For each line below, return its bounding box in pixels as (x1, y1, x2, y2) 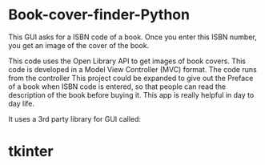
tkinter (8, 143, 54, 161)
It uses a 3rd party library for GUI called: (8, 114, 142, 123)
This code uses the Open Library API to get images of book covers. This (8, 56, 247, 66)
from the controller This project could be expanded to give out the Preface (8, 73, 254, 82)
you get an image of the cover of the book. (8, 40, 150, 50)
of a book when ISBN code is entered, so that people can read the (8, 82, 227, 91)
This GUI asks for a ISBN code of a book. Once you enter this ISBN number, (8, 32, 258, 42)
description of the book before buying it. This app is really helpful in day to (8, 90, 255, 99)
